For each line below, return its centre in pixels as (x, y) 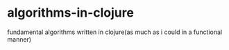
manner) (19, 39)
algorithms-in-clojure (70, 13)
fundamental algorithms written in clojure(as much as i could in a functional (115, 32)
